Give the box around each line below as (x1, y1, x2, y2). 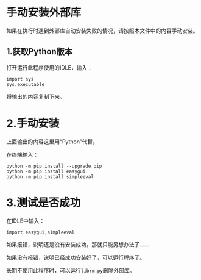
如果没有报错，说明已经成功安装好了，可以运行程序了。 (6, 254, 145, 261)
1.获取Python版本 (6, 46, 73, 57)
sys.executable (6, 81, 45, 87)
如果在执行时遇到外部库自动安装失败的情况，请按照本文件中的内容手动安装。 (6, 27, 199, 34)
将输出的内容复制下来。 (6, 93, 65, 100)
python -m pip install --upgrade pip (6, 163, 102, 169)
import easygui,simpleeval (6, 229, 75, 235)
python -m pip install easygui (6, 168, 86, 174)
